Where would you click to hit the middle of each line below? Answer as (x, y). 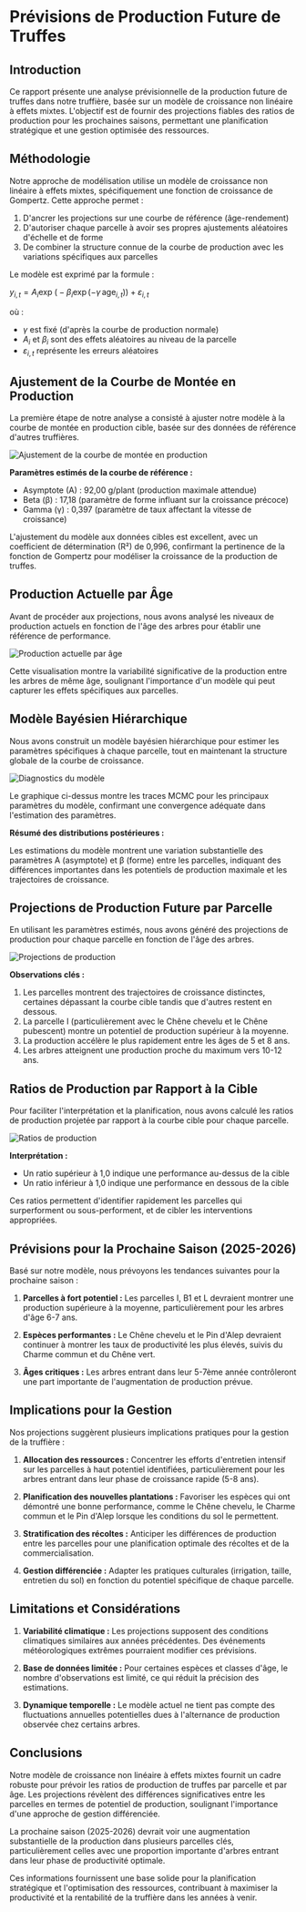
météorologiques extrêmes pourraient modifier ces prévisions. (139, 1650)
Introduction (46, 70)
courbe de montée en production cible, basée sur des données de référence (153, 428)
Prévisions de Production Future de (145, 17)
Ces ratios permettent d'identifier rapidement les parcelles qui (126, 1201)
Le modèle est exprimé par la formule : (82, 274)
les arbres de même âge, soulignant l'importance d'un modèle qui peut (143, 680)
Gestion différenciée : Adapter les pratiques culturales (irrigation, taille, (157, 1570)
